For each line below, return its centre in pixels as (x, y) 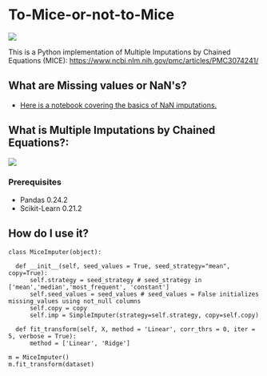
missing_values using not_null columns (75, 301)
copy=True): (28, 273)
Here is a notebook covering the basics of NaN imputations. (118, 105)
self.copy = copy (58, 308)
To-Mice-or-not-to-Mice (91, 15)
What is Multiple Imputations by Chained (112, 130)
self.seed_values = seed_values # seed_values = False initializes (144, 294)
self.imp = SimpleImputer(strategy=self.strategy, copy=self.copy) (144, 315)
